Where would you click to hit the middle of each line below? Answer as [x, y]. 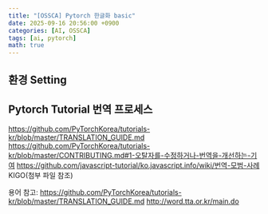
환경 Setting [38, 79]
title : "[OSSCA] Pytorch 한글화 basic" [72, 16]
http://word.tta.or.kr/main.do [193, 201]
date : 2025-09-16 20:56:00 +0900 [64, 23]
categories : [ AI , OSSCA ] [49, 30]
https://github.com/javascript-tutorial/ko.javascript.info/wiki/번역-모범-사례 [138, 165]
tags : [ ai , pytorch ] [43, 38]
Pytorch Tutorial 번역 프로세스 [81, 109]
